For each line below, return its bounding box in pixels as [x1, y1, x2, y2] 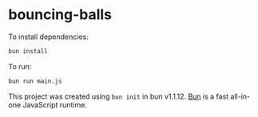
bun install [8, 47, 48, 55]
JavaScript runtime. [22, 99, 88, 109]
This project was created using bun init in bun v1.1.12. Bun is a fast [8, 92, 229, 101]
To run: [8, 61, 32, 71]
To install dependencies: [8, 32, 89, 41]
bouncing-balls [8, 6, 113, 24]
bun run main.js [8, 77, 62, 85]
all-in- [230, 92, 250, 101]
